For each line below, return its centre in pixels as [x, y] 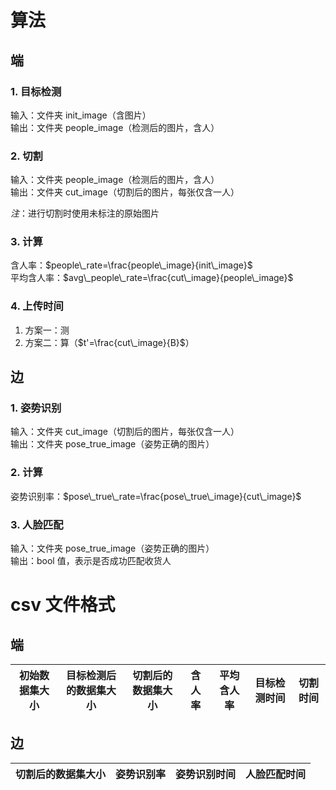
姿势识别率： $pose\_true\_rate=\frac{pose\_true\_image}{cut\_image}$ [156, 496]
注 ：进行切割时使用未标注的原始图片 [85, 213]
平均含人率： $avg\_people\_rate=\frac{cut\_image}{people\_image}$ [152, 278]
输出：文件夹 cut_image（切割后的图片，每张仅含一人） [125, 192]
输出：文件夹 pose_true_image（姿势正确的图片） [112, 444]
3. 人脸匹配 [37, 524]
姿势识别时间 [206, 774]
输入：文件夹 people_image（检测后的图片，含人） [115, 180]
